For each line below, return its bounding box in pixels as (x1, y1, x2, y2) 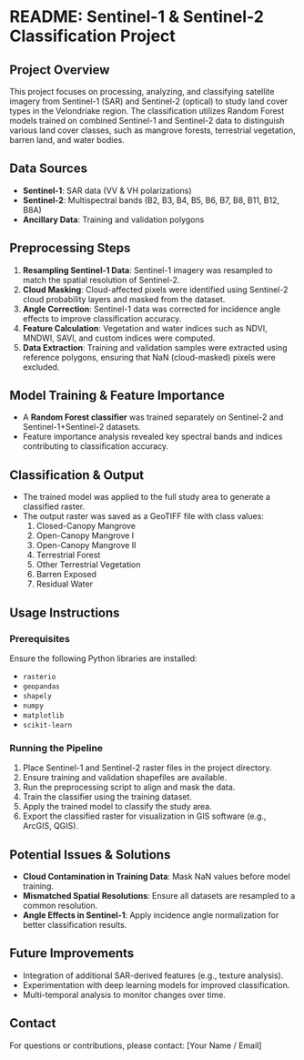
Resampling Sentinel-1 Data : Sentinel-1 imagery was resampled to (22, 264, 273, 275)
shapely (22, 691, 52, 700)
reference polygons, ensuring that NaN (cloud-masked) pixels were (22, 352, 276, 362)
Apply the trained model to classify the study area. (22, 801, 212, 812)
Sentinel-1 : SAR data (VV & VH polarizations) (22, 185, 193, 196)
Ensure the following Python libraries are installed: (9, 653, 198, 664)
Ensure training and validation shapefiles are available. (22, 772, 228, 783)
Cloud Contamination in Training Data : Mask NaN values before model (22, 871, 291, 882)
